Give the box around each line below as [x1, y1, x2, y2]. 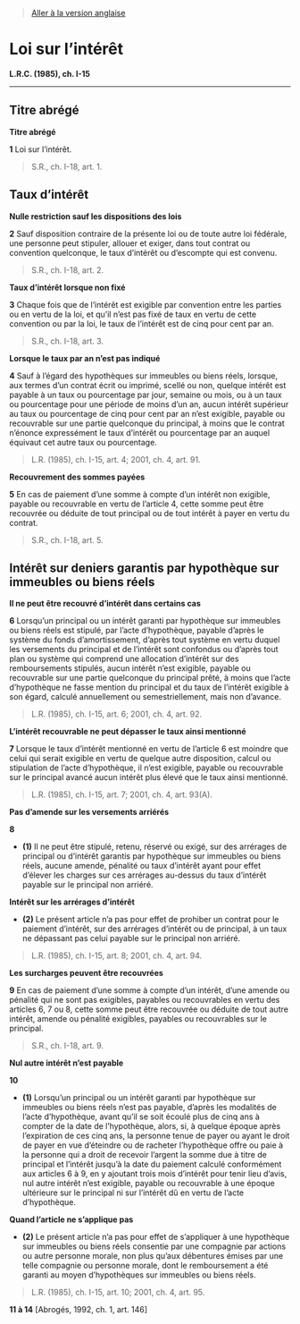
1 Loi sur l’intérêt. [9, 143, 72, 155]
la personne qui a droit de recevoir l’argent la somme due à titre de [21, 1150, 268, 1160]
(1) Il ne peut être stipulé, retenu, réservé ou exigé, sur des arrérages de [21, 841, 287, 853]
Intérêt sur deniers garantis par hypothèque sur [9, 560, 279, 575]
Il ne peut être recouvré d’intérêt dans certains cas [9, 598, 201, 609]
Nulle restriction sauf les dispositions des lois [9, 210, 182, 222]
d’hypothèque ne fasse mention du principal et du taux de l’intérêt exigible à [9, 682, 289, 692]
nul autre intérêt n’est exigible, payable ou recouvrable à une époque [21, 1178, 275, 1189]
